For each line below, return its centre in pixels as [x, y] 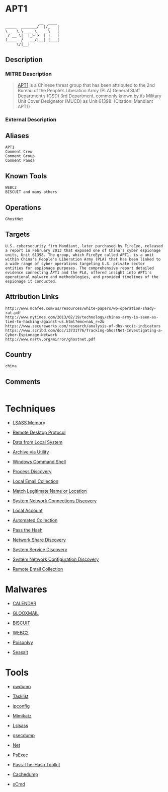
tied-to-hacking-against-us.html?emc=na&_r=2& [55, 321]
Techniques [30, 409]
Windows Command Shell [39, 462]
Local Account [27, 511]
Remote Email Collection [38, 569]
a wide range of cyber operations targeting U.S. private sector [75, 263]
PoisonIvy [23, 642]
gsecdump [24, 736]
